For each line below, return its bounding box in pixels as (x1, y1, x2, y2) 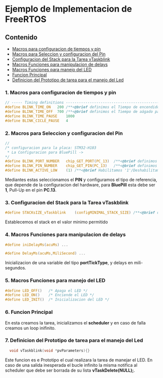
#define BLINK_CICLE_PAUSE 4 (5, 118, 68, 123)
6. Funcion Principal (5, 309, 53, 316)
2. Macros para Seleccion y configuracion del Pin (5, 130, 123, 137)
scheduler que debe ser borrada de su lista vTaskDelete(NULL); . (5, 367, 135, 373)
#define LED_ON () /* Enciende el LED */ (5, 293, 95, 298)
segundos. (5, 265, 27, 271)
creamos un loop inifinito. (5, 325, 56, 331)
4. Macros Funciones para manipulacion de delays (5, 231, 126, 238)
